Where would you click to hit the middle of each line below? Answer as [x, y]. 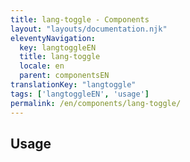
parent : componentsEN [64, 76]
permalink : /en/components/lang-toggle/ [96, 103]
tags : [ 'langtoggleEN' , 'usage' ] [80, 94]
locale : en [42, 66]
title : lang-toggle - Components [80, 19]
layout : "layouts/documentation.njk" [89, 29]
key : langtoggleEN [58, 47]
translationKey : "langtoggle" [73, 85]
